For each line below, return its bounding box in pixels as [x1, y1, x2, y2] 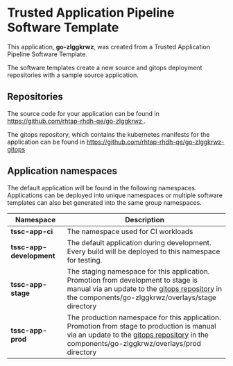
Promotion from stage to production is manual [67, 321, 216, 331]
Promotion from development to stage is [67, 275, 198, 285]
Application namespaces [7, 165, 118, 177]
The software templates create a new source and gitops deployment [7, 63, 202, 72]
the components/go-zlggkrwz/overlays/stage [67, 292, 216, 302]
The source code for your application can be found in [7, 109, 159, 117]
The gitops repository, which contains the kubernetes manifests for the [7, 130, 210, 138]
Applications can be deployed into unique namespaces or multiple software [7, 191, 223, 199]
